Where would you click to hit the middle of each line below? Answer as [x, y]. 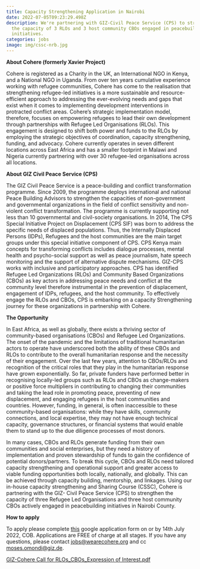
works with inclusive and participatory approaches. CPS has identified [92, 268]
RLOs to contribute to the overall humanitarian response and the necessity [97, 354]
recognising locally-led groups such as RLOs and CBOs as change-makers [98, 380]
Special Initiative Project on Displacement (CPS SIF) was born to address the [100, 223]
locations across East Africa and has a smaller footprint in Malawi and [92, 149]
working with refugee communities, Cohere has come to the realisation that [99, 86]
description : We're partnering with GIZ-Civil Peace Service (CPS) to [96, 23]
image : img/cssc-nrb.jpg [37, 45]
